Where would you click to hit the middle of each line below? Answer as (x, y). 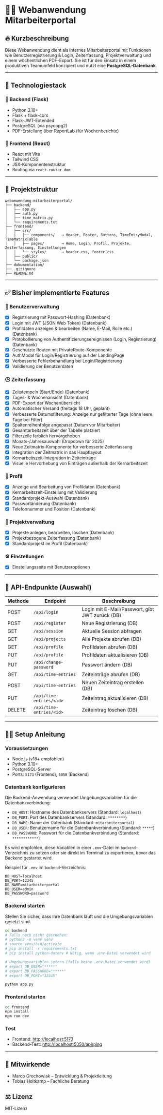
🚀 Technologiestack (36, 86)
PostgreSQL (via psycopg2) (40, 125)
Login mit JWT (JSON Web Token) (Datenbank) (59, 323)
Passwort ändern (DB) (107, 665)
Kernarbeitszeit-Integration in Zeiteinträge (54, 458)
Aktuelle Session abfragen (112, 631)
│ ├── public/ (21, 256)
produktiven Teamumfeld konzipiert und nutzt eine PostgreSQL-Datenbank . (81, 66)
